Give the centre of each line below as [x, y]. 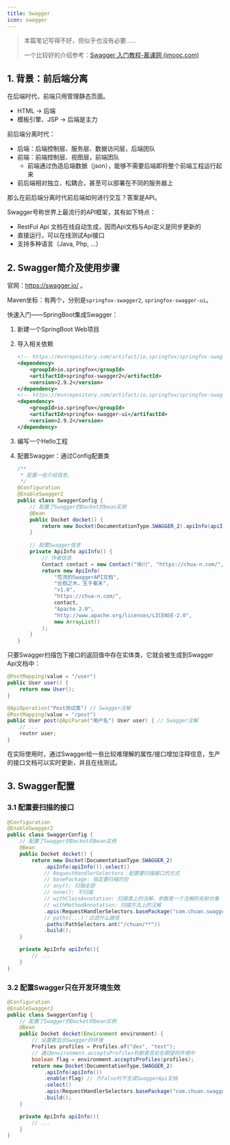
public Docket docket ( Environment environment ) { [92, 1034]
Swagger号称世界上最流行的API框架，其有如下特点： [81, 212]
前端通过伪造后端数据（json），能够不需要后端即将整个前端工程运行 [122, 166]
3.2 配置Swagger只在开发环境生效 [64, 987]
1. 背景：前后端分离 [48, 79]
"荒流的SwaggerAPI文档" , [87, 577]
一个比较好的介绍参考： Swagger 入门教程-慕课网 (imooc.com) [112, 55]
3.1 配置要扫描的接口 [41, 807]
